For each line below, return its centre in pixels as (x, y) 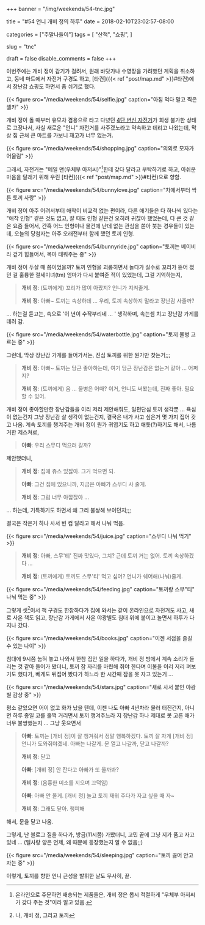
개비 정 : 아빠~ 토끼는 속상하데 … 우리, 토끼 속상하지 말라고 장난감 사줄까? (108, 300)
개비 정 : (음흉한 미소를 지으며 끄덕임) (65, 783)
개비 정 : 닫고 (36, 757)
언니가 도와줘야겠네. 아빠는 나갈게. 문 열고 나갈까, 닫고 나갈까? (95, 744)
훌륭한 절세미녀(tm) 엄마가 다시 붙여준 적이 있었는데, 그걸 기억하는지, (101, 275)
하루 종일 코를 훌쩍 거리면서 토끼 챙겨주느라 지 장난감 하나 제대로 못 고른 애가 (104, 715)
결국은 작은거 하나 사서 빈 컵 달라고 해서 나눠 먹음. (66, 523)
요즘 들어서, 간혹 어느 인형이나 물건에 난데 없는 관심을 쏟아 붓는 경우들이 (98, 226)
